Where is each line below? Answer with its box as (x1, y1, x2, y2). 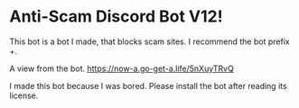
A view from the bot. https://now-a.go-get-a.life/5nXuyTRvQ (9, 63, 235, 74)
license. (9, 90, 39, 101)
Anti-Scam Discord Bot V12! (9, 6, 223, 27)
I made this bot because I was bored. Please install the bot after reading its (9, 80, 287, 91)
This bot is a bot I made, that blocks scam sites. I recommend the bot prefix (9, 36, 291, 47)
